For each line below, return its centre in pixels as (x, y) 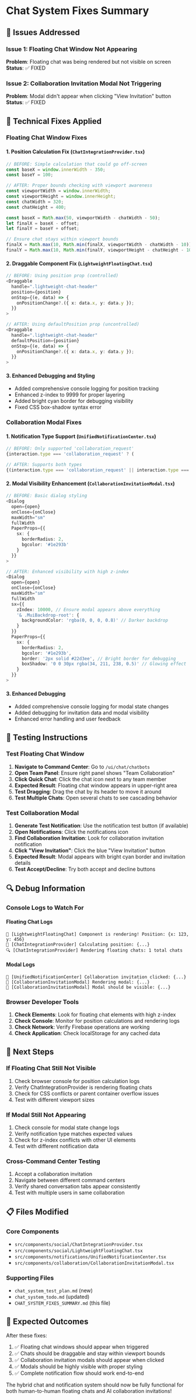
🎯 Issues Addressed (43, 32)
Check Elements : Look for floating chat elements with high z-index (95, 1015)
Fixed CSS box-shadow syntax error (58, 407)
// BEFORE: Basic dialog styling (47, 496)
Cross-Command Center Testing (53, 1161)
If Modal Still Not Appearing (46, 1115)
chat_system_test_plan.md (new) (54, 1291)
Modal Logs (20, 965)
